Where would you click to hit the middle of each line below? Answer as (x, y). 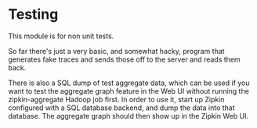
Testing (33, 14)
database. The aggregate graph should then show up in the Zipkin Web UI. (128, 116)
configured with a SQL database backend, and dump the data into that (121, 108)
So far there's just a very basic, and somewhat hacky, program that (116, 51)
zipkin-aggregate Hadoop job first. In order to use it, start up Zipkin (116, 99)
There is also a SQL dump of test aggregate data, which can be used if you (129, 83)
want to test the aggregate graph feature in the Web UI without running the (128, 91)
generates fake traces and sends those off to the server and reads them (124, 59)
